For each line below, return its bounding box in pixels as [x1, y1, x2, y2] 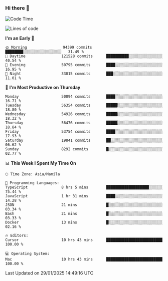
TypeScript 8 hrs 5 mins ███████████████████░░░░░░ [5, 185, 163, 190]
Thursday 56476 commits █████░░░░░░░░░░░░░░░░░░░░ [5, 120, 163, 126]
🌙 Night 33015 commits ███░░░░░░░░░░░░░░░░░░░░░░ [5, 71, 163, 77]
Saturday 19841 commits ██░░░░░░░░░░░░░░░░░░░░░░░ [5, 138, 163, 143]
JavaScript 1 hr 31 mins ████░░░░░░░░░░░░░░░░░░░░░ [5, 194, 163, 199]
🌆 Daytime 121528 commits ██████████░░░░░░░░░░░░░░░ [5, 54, 163, 59]
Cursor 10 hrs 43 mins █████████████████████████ [5, 237, 163, 242]
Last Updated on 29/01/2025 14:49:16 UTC [5, 270, 94, 276]
